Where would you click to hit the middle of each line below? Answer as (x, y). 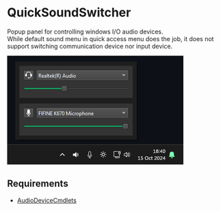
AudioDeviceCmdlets (47, 200)
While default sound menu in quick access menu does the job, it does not (110, 38)
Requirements (38, 184)
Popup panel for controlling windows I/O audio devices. (85, 32)
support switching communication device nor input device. (90, 46)
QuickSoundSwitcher (69, 13)
